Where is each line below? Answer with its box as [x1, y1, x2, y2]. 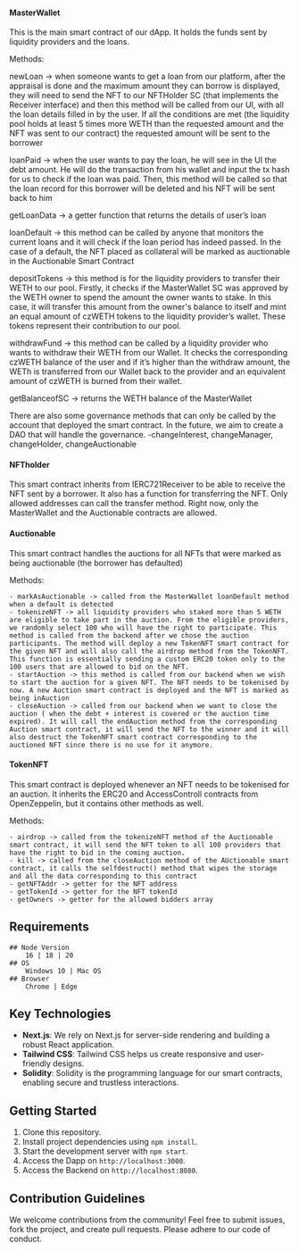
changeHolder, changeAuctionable [9, 438, 137, 450]
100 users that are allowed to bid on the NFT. [9, 662, 190, 671]
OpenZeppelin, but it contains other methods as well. [9, 797, 204, 808]
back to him [9, 193, 53, 204]
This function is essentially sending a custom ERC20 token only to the [9, 655, 286, 663]
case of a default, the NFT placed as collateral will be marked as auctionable [9, 246, 291, 257]
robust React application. [21, 1039, 114, 1050]
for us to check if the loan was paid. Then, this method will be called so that [9, 174, 287, 185]
